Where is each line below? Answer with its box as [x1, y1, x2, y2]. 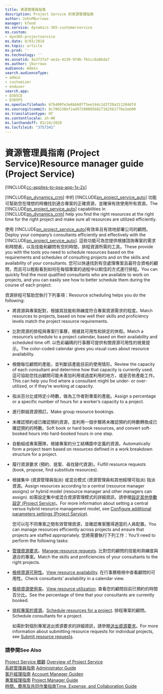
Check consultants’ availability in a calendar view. [25, 576, 125, 581]
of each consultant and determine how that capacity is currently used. [12, 367, 153, 373]
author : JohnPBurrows [5, 16, 49, 21]
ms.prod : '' [5, 48, 29, 53]
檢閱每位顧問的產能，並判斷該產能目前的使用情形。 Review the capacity [12, 361, 155, 367]
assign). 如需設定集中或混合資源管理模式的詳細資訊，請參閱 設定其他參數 [12, 494, 157, 500]
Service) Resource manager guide [5, 158, 144, 169]
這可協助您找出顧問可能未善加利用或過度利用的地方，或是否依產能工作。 [12, 373, 157, 378]
